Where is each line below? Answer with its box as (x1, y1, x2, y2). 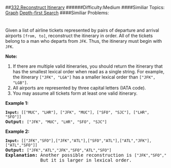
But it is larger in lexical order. (40, 157, 132, 163)
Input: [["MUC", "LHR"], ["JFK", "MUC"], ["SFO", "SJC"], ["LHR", (5, 110, 150, 115)
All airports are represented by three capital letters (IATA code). (12, 85, 146, 91)
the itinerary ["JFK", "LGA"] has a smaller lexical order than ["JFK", (12, 74, 156, 80)
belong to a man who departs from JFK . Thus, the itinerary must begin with (5, 38, 162, 44)
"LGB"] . (12, 79, 28, 86)
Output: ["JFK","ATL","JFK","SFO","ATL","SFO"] (5, 147, 112, 153)
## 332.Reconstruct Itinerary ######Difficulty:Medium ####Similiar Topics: (5, 5, 165, 10)
